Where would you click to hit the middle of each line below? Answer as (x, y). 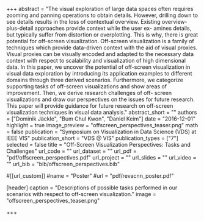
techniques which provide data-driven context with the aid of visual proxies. (102, 47)
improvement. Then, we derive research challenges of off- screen (89, 93)
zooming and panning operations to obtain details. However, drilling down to (102, 15)
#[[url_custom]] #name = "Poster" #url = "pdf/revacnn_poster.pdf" (90, 176)
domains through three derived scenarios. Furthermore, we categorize (95, 80)
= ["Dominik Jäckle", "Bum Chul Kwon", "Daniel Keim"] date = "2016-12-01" (101, 119)
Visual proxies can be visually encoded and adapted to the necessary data (100, 54)
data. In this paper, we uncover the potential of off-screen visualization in (98, 67)
